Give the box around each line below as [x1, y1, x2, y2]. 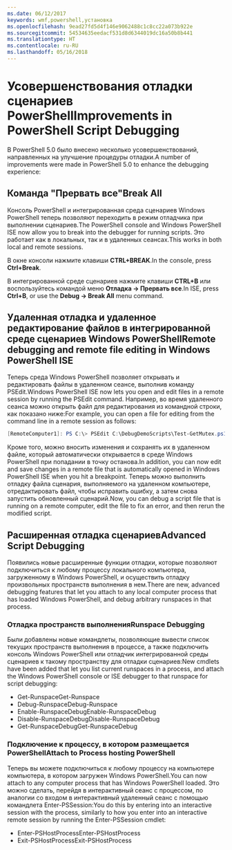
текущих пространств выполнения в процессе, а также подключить [7, 643, 209, 651]
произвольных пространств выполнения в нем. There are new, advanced [7, 580, 220, 589]
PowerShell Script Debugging [7, 122, 180, 138]
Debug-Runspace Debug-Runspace [17, 700, 118, 709]
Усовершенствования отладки [7, 79, 193, 94]
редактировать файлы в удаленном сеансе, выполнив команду [7, 380, 195, 389]
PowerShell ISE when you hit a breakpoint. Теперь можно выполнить [7, 472, 206, 481]
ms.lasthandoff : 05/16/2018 [7, 49, 88, 56]
